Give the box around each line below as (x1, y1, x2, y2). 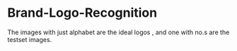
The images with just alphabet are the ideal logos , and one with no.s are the (7, 28, 230, 36)
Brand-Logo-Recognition (7, 5, 158, 21)
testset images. (7, 35, 52, 43)
